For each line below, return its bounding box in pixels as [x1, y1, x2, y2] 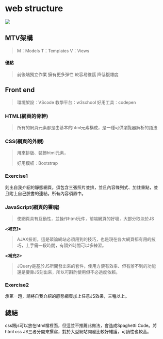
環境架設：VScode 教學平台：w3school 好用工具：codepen [16, 99, 136, 105]
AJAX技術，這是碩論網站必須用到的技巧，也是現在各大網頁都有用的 [16, 236, 152, 242]
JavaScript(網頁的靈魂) [5, 203, 60, 210]
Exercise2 [5, 281, 29, 288]
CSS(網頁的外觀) [5, 138, 44, 145]
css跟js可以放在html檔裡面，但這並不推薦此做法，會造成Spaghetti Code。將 [5, 322, 157, 328]
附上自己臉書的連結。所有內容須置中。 [9, 190, 86, 196]
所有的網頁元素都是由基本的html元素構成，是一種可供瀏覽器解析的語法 [16, 125, 158, 131]
